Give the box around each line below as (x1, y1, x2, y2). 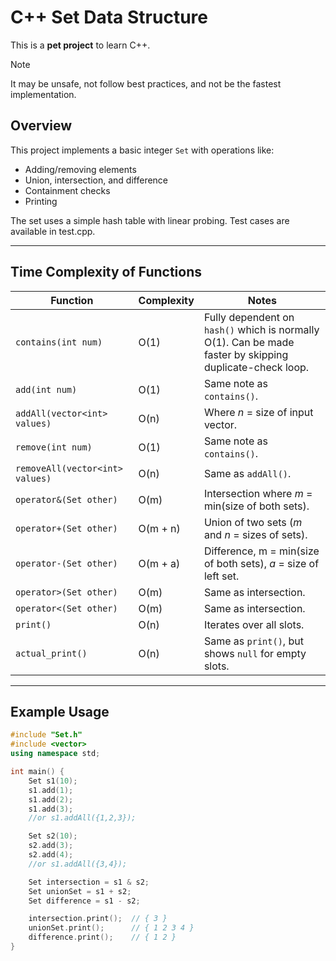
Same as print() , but (203, 634, 304, 648)
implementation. (10, 88, 77, 100)
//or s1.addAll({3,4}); (28, 859, 128, 869)
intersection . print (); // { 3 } (28, 914, 168, 924)
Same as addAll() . (203, 466, 292, 480)
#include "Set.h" (10, 730, 83, 740)
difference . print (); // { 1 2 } (28, 932, 177, 943)
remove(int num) (15, 441, 93, 453)
